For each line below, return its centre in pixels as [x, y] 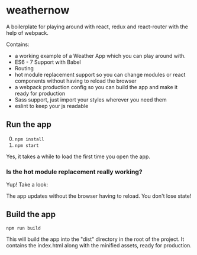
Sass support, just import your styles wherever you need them [91, 99]
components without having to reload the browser [76, 81]
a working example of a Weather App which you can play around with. [100, 55]
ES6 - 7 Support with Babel [48, 62]
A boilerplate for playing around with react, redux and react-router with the [97, 27]
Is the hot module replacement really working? [75, 172]
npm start [27, 145]
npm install [29, 139]
